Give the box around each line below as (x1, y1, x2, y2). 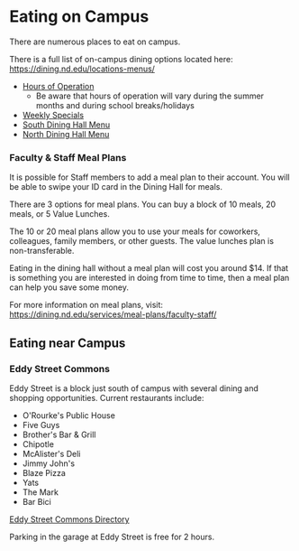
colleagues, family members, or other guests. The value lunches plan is (9, 236, 275, 247)
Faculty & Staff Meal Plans (9, 151, 127, 163)
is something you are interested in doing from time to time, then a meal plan (9, 273, 290, 284)
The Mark (22, 486, 59, 498)
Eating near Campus (9, 335, 126, 350)
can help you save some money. (9, 282, 129, 293)
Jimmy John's (22, 458, 75, 469)
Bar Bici (22, 496, 51, 507)
